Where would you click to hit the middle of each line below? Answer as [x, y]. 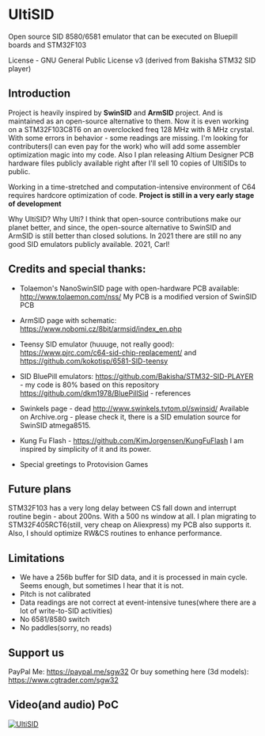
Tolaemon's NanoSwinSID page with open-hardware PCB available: [129, 288]
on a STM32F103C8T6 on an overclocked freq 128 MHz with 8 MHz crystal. [131, 129]
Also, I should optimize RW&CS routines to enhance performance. [115, 533]
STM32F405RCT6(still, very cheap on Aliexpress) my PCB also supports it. [130, 525]
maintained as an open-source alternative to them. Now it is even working [129, 121]
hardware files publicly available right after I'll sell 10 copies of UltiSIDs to [127, 163]
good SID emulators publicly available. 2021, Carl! [89, 244]
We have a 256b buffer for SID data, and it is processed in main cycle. [133, 577]
